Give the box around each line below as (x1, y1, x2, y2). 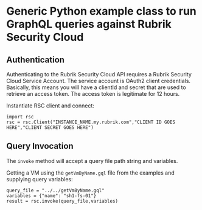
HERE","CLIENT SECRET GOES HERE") (6, 125, 94, 131)
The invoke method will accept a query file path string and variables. (6, 157, 178, 164)
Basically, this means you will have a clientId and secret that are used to (6, 84, 187, 91)
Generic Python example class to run (6, 4, 197, 18)
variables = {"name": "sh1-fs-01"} (6, 192, 97, 199)
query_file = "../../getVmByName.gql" (6, 187, 105, 194)
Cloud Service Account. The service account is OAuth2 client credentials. (6, 78, 190, 84)
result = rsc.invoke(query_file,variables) (6, 198, 119, 204)
